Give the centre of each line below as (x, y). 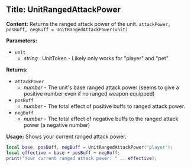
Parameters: (22, 40)
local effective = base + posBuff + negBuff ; (63, 153)
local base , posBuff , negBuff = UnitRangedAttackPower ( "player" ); (90, 147)
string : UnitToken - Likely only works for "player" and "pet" (96, 58)
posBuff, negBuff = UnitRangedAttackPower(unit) (67, 30)
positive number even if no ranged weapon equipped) (89, 93)
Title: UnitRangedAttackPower (64, 10)
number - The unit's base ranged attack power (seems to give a (101, 87)
